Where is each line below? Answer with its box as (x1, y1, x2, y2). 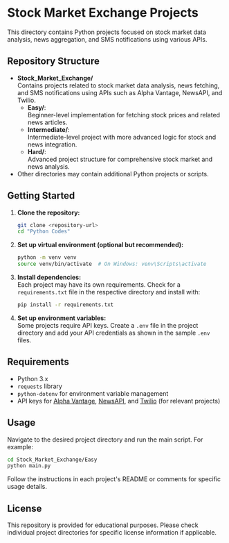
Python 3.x (17, 374, 48, 383)
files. (17, 335, 32, 344)
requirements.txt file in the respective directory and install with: (17, 288, 201, 296)
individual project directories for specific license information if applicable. (7, 528, 217, 537)
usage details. (7, 483, 47, 491)
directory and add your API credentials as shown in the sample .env (17, 328, 210, 337)
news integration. (27, 140, 77, 149)
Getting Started (7, 190, 75, 202)
